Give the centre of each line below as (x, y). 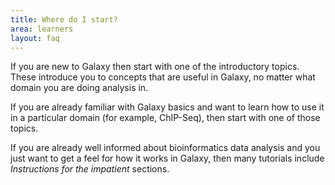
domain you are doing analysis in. (79, 88)
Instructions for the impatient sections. (90, 169)
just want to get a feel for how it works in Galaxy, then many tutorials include (167, 158)
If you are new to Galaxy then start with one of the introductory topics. (155, 67)
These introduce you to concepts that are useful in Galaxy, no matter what (163, 77)
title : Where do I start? (64, 19)
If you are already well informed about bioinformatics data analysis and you (165, 148)
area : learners (42, 29)
